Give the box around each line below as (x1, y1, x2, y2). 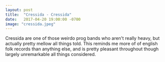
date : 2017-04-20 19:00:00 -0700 (5, 17, 81, 22)
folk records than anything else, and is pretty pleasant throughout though (5, 46, 159, 52)
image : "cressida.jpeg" (5, 21, 56, 27)
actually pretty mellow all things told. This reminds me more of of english (5, 41, 158, 47)
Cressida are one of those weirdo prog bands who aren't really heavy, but (5, 35, 160, 41)
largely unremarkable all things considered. (5, 51, 96, 57)
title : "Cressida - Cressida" (5, 12, 72, 17)
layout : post (5, 7, 33, 13)
